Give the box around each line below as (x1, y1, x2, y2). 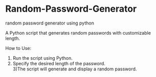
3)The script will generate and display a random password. (12, 66, 137, 72)
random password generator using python (5, 20, 95, 26)
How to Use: (5, 45, 32, 51)
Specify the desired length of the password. (12, 60, 106, 66)
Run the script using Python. (12, 55, 73, 61)
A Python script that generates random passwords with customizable (5, 30, 151, 36)
